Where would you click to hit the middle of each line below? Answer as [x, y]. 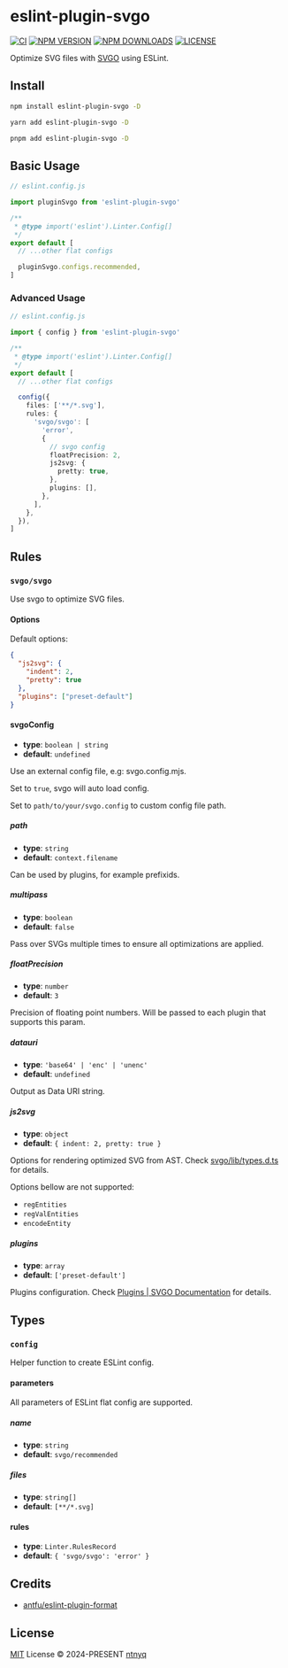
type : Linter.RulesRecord [69, 1547]
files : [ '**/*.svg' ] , [65, 406]
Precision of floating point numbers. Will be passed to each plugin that [138, 1012]
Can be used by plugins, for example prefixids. [95, 874]
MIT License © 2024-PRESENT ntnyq [78, 1655]
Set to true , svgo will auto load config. [80, 788]
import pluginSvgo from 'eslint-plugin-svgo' [95, 202]
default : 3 [41, 996]
